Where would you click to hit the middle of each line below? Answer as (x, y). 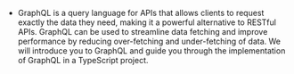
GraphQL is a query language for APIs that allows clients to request (141, 13)
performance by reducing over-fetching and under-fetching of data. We (149, 41)
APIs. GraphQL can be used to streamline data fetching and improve (143, 32)
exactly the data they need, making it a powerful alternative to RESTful (147, 22)
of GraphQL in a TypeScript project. (83, 60)
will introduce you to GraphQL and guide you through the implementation (151, 51)
